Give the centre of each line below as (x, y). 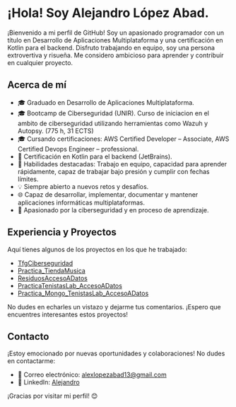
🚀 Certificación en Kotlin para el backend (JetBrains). (95, 156)
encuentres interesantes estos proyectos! (68, 314)
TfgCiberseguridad (45, 263)
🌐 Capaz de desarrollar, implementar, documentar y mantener (108, 194)
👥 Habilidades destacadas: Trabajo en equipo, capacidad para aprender (122, 164)
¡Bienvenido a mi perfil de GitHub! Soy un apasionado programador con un (116, 33)
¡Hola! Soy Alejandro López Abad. (108, 13)
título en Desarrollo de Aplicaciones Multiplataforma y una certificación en (116, 40)
